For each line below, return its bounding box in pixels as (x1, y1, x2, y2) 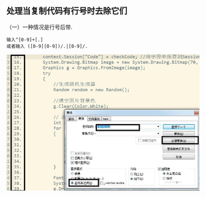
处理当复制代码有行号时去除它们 (6, 6, 128, 17)
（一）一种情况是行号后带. (6, 23, 73, 31)
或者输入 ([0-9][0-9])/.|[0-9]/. (6, 43, 88, 49)
